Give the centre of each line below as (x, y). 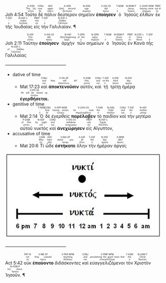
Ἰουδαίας (23, 27)
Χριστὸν (142, 263)
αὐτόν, (87, 87)
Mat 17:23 (30, 87)
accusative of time (31, 134)
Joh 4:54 (14, 14)
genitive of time (28, 104)
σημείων (95, 43)
